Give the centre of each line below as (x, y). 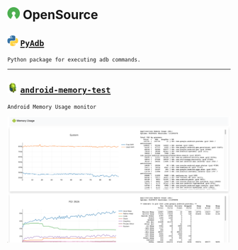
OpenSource (60, 15)
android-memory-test (66, 90)
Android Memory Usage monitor (52, 107)
